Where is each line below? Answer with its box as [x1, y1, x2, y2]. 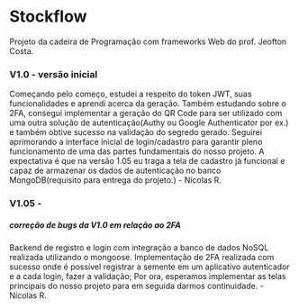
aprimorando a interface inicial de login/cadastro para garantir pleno [9, 137, 263, 148]
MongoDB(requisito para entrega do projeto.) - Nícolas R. [9, 175, 222, 186]
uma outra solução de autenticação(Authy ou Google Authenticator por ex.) [9, 117, 289, 128]
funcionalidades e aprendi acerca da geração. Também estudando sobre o [9, 98, 286, 109]
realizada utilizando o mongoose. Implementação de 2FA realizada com [9, 252, 275, 263]
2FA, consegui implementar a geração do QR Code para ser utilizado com [9, 108, 283, 119]
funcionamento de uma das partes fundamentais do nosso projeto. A [9, 146, 265, 157]
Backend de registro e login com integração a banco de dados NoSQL [9, 242, 269, 253]
